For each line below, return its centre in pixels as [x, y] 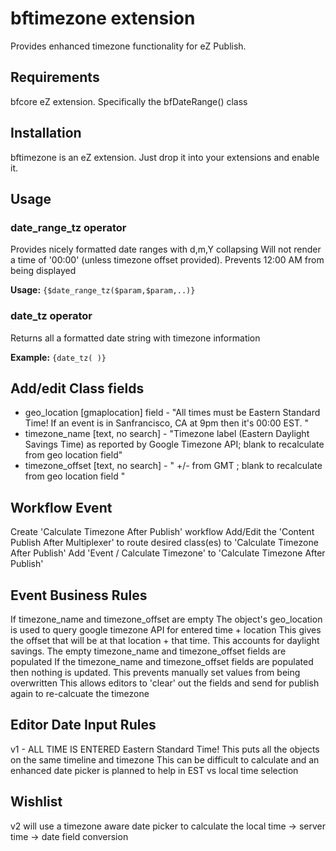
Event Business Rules [79, 595]
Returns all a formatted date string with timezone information [135, 338]
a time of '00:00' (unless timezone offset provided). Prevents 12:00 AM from [167, 260]
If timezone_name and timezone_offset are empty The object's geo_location [166, 619]
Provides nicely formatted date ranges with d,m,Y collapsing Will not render [166, 249]
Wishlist [36, 802]
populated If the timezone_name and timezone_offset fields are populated [162, 661]
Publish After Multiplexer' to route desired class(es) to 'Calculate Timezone [164, 543]
